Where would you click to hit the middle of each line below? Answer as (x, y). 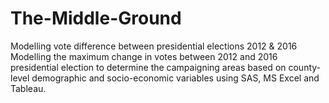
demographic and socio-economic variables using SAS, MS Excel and (175, 78)
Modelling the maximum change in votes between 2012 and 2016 (144, 56)
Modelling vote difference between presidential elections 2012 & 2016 (154, 46)
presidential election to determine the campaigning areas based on (148, 67)
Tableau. (28, 88)
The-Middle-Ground (96, 18)
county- (305, 67)
